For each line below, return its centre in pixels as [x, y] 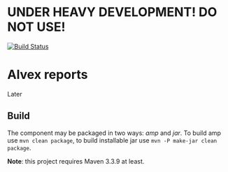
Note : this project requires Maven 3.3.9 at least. [76, 161]
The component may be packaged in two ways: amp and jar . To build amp [114, 133]
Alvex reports [48, 75]
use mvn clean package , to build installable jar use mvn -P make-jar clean [112, 140]
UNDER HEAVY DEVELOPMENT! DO [112, 12]
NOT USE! [36, 27]
